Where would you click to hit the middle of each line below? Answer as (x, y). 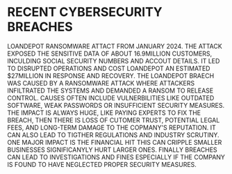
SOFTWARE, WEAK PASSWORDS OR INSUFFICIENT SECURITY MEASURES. (116, 105)
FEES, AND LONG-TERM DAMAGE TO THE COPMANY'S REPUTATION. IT (112, 127)
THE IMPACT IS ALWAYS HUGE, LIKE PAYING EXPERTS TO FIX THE (104, 113)
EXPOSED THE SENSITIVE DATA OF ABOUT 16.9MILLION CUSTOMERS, (110, 54)
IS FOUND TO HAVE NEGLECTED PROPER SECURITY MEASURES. (102, 164)
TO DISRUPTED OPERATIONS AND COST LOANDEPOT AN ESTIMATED (109, 68)
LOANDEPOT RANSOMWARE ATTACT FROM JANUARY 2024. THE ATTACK (115, 46)
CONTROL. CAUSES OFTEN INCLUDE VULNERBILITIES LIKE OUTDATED (111, 97)
